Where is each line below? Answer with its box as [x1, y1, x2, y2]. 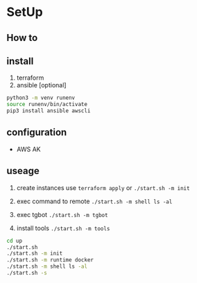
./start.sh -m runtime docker [6, 257, 94, 264]
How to [6, 32, 38, 44]
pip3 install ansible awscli [6, 108, 91, 114]
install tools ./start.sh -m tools [16, 223, 110, 232]
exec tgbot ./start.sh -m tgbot [16, 210, 108, 218]
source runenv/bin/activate [6, 101, 88, 108]
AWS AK [16, 145, 41, 153]
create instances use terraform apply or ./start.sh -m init [16, 183, 190, 191]
